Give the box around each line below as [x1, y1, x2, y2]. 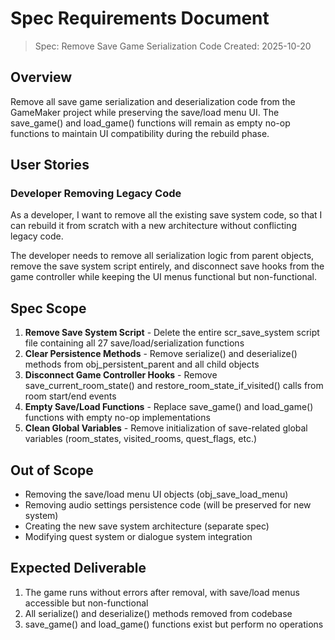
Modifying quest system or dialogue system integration [24, 531, 253, 543]
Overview [10, 69, 73, 86]
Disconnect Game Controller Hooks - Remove [24, 369, 218, 381]
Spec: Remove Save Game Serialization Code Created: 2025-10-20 [34, 40, 312, 52]
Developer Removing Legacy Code [10, 187, 182, 201]
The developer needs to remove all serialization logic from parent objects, [10, 250, 315, 262]
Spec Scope [10, 300, 87, 317]
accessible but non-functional [24, 597, 149, 609]
